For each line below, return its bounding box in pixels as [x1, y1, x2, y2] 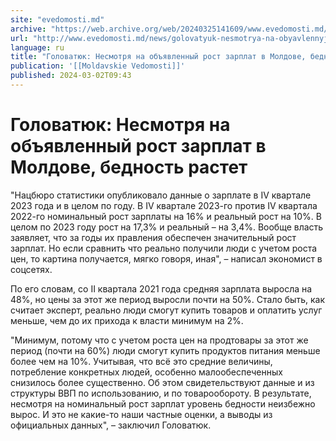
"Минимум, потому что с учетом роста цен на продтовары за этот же [10, 334, 309, 346]
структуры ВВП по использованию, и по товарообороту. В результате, [10, 387, 312, 399]
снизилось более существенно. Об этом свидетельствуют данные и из [10, 376, 315, 388]
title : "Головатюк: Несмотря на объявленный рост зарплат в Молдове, [10, 52, 307, 62]
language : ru [10, 42, 65, 53]
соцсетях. [10, 263, 53, 275]
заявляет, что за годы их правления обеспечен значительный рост [10, 231, 297, 243]
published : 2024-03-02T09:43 [10, 71, 132, 81]
